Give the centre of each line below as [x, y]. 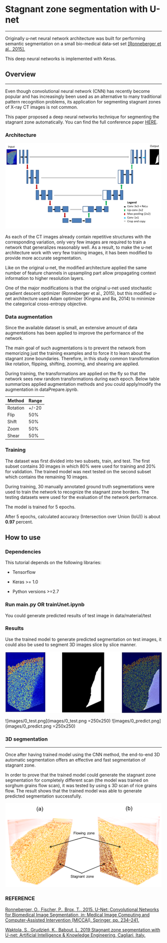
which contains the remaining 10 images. [47, 477]
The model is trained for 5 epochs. [41, 507]
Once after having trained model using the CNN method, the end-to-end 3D [83, 755]
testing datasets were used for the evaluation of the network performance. [82, 497]
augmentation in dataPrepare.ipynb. [42, 389]
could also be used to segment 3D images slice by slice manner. [71, 644]
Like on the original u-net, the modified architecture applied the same [76, 267]
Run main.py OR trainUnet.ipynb [45, 605]
